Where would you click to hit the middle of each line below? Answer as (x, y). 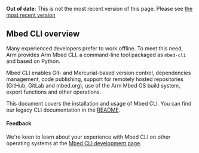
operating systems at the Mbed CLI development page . (74, 143)
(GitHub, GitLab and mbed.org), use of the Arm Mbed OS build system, (93, 85)
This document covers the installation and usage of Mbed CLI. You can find (99, 103)
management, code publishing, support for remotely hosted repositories (95, 79)
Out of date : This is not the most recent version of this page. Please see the (99, 9)
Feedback (19, 124)
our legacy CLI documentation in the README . (63, 110)
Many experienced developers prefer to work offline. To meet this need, (95, 48)
